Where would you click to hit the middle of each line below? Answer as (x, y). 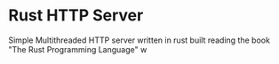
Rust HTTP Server (76, 16)
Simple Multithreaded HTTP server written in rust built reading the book (139, 40)
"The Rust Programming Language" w (78, 49)
